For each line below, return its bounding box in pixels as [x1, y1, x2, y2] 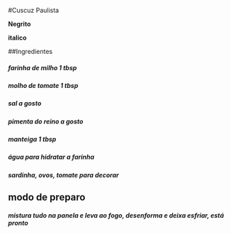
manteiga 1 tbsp [8, 135, 57, 144]
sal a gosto [8, 99, 42, 108]
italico [8, 33, 27, 42]
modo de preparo [8, 191, 86, 204]
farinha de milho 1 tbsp [8, 63, 77, 72]
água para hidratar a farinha [8, 152, 95, 162]
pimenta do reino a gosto [8, 117, 84, 126]
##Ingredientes [8, 48, 52, 55]
